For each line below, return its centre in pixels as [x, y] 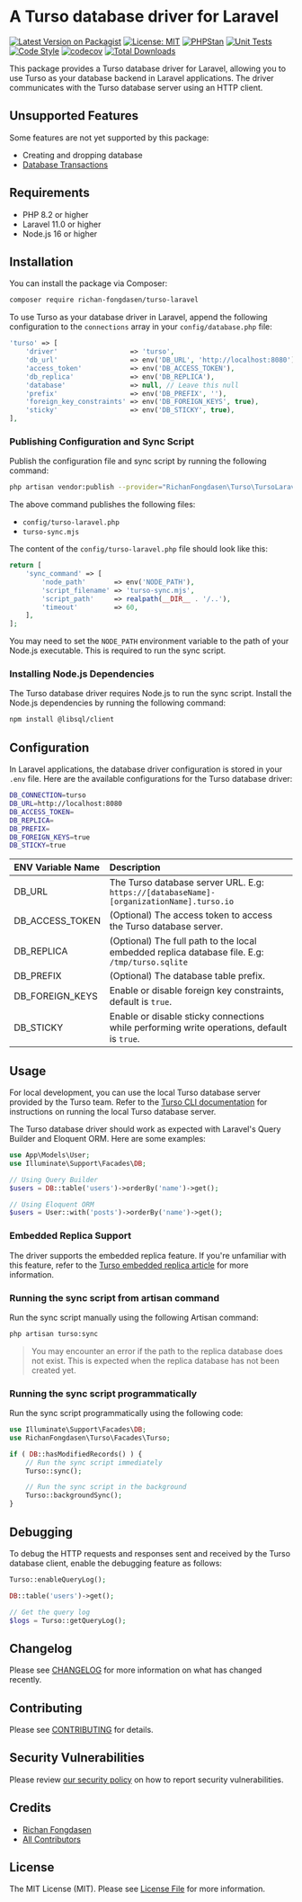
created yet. [53, 1370]
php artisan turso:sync [54, 1333]
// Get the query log [50, 1612]
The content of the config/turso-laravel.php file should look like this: [138, 549]
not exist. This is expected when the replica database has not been [155, 1360]
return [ [26, 565]
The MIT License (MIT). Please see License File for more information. [137, 1889]
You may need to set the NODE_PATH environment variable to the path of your [149, 641]
